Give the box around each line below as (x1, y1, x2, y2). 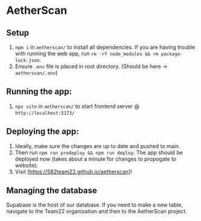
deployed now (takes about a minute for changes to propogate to (14, 155, 176, 163)
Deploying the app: (6, 126, 79, 137)
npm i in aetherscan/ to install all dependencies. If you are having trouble (14, 43, 196, 51)
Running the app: (6, 87, 72, 97)
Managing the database (6, 185, 97, 196)
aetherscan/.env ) (14, 69, 58, 76)
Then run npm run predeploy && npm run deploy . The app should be (14, 149, 184, 156)
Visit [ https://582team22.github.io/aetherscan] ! (14, 168, 132, 175)
